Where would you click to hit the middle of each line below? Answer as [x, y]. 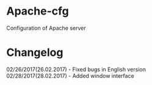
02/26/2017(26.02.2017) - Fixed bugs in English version [76, 69]
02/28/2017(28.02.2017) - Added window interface [70, 76]
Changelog [35, 53]
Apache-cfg [38, 11]
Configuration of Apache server [46, 28]
